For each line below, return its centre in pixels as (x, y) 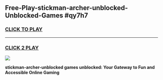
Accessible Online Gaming (32, 72)
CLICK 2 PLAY (22, 48)
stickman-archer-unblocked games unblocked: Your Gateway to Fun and (80, 67)
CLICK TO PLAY (24, 30)
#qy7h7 (76, 16)
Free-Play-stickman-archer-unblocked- (66, 8)
